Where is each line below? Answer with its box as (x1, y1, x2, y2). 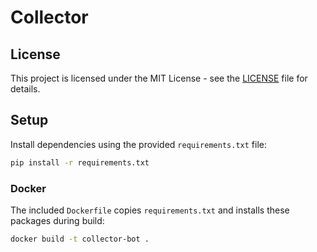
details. (10, 83, 41, 95)
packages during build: (10, 214, 105, 226)
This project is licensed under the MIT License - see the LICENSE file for (10, 72, 308, 84)
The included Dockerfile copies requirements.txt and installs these (10, 204, 290, 216)
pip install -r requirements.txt (10, 157, 150, 168)
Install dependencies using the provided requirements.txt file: (10, 138, 267, 150)
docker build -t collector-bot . (10, 234, 150, 244)
